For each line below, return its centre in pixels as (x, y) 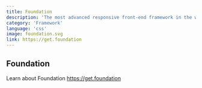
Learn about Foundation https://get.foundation (64, 78)
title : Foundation (29, 12)
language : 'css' (26, 28)
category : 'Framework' (35, 23)
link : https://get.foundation (44, 40)
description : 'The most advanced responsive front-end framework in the (99, 17)
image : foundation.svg (35, 34)
